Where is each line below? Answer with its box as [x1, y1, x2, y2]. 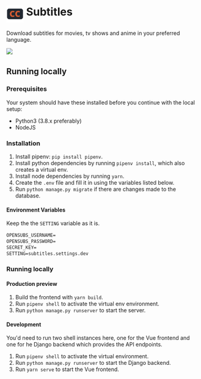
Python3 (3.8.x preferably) [15, 117, 82, 124]
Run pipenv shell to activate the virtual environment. [15, 353, 149, 360]
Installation [6, 139, 41, 147]
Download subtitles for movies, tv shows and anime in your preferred [6, 29, 180, 37]
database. [15, 192, 41, 199]
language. [6, 36, 32, 43]
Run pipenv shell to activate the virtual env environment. [15, 300, 160, 308]
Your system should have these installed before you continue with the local [6, 99, 196, 106]
